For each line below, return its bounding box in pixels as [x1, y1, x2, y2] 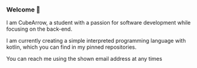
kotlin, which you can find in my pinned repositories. [6, 43, 137, 51]
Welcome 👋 [6, 5, 41, 14]
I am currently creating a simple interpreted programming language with [6, 37, 186, 45]
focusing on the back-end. [6, 25, 73, 32]
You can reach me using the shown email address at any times [6, 55, 162, 63]
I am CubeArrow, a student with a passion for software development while [6, 19, 191, 26]
